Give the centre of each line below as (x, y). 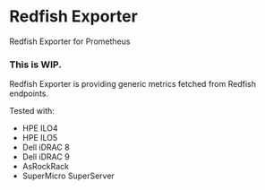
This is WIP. (36, 65)
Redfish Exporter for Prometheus (70, 41)
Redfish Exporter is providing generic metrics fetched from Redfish (133, 84)
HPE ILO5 (40, 138)
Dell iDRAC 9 (46, 157)
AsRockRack (46, 167)
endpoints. (29, 94)
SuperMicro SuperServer (68, 176)
